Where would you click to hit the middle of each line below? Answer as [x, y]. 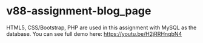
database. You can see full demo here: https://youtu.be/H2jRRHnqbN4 [94, 33]
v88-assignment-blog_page [79, 11]
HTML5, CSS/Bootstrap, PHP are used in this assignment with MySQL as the [101, 27]
